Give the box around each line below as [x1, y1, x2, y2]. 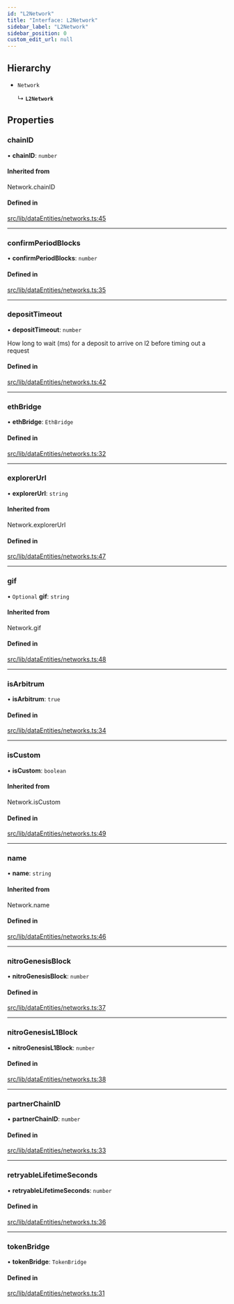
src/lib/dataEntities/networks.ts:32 [7, 449, 107, 457]
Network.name [7, 900, 50, 909]
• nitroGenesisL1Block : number [7, 1043, 95, 1052]
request [7, 346, 30, 355]
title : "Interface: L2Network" [7, 17, 98, 24]
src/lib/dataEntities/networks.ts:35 [7, 286, 107, 294]
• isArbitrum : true [7, 695, 61, 703]
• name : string [7, 869, 52, 877]
